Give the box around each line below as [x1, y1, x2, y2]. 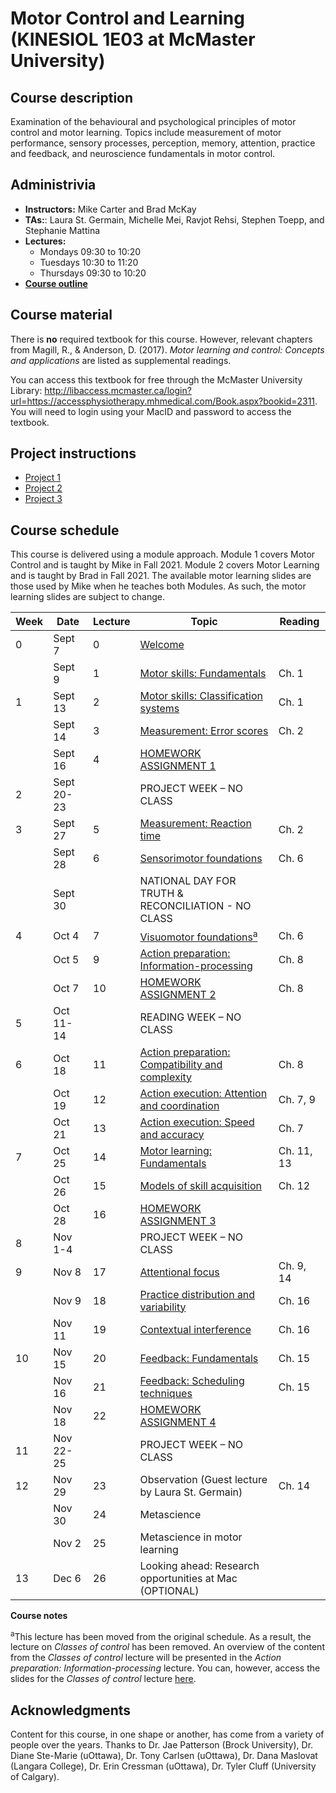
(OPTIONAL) [139, 1583, 200, 1597]
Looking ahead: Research [139, 1558, 260, 1572]
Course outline [24, 277, 88, 289]
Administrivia [10, 177, 97, 194]
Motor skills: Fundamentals [139, 667, 267, 681]
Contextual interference [139, 1322, 252, 1336]
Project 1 [24, 472, 61, 484]
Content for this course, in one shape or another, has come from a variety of [10, 1728, 325, 1741]
